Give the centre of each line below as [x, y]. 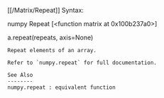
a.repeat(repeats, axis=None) [50, 37]
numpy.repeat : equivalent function [61, 87]
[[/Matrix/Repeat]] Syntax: [45, 10]
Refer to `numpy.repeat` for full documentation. [82, 63]
